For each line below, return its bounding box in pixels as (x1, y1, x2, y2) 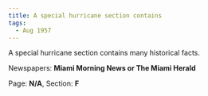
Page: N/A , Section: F (8, 79, 80, 88)
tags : (8, 19, 26, 27)
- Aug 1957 (15, 26, 52, 34)
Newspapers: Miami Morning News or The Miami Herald (8, 63, 197, 73)
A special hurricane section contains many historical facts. (8, 48, 201, 58)
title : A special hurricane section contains (8, 11, 162, 20)
